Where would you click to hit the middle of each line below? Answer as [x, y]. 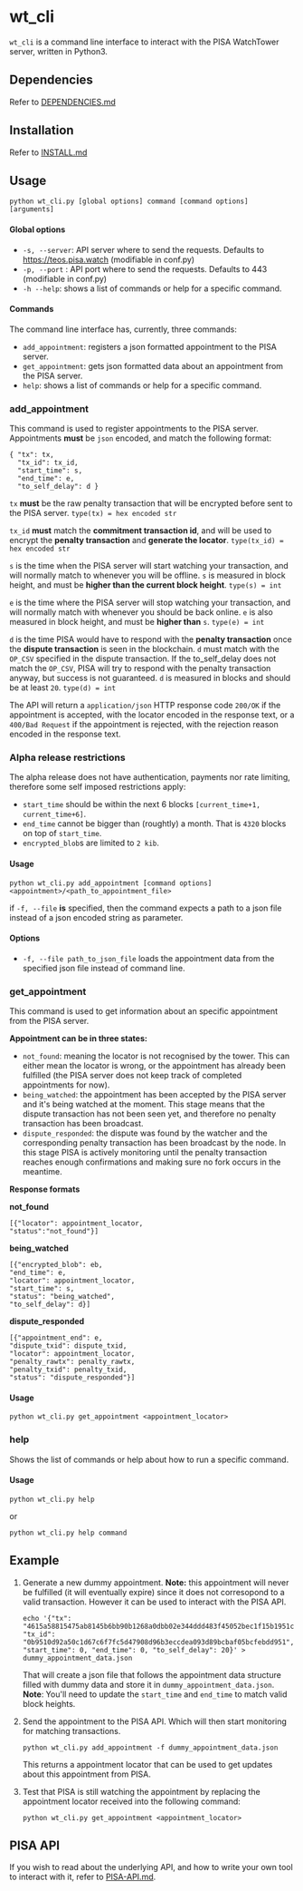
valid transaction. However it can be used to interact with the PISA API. [154, 1602]
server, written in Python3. [59, 51]
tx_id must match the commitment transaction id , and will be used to [141, 531]
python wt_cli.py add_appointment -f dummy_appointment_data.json [150, 1748]
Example [34, 1560]
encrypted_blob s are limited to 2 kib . [91, 843]
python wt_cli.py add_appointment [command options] [111, 883]
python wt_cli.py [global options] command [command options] [129, 201]
